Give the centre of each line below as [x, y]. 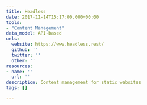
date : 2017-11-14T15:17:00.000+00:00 [53, 17]
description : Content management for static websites [74, 83]
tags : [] [17, 88]
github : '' [25, 50]
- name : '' [19, 72]
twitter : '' [26, 55]
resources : [19, 66]
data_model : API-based [34, 33]
